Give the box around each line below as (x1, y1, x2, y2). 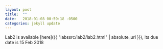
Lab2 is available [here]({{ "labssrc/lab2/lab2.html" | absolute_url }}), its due (5, 34, 158, 40)
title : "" (5, 12, 27, 17)
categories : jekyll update (5, 21, 60, 26)
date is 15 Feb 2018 (5, 40, 44, 46)
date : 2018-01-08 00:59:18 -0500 (5, 16, 78, 21)
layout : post (5, 7, 32, 12)
